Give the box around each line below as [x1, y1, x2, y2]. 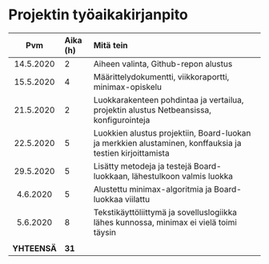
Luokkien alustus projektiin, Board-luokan [93, 127, 251, 138]
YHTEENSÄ [12, 242, 58, 254]
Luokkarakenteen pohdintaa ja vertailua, [93, 94, 244, 105]
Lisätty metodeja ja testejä [93, 160, 192, 172]
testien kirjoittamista [93, 147, 170, 158]
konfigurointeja [93, 114, 151, 125]
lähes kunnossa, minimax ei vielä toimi [93, 217, 238, 228]
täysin [93, 226, 117, 238]
